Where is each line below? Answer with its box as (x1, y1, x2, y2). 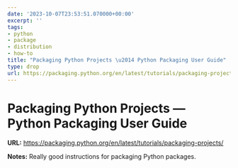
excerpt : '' (7, 17, 42, 24)
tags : (7, 23, 23, 30)
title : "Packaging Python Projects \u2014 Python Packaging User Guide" (7, 57, 227, 64)
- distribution (7, 43, 52, 50)
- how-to (7, 50, 33, 57)
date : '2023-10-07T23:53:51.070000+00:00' (7, 10, 135, 18)
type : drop (7, 63, 40, 70)
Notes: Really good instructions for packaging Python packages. (7, 152, 196, 161)
